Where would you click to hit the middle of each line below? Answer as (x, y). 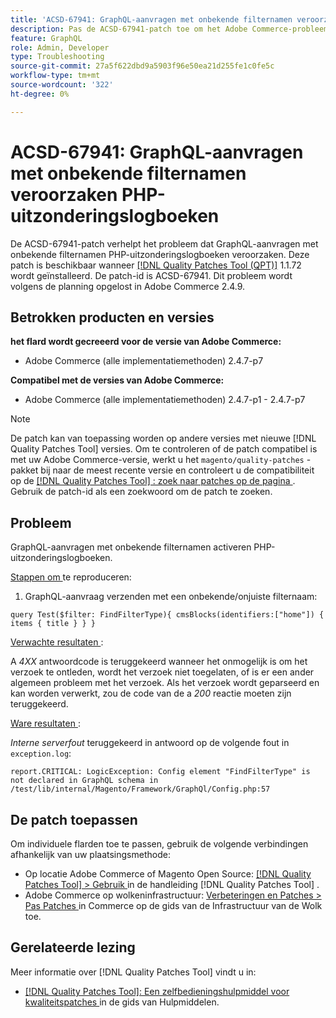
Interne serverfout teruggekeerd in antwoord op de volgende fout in (150, 743)
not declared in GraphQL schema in (84, 781)
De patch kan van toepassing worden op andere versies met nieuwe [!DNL (163, 438)
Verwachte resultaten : (57, 642)
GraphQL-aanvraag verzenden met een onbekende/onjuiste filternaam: (171, 597)
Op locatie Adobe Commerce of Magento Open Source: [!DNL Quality (168, 874)
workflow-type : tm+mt (55, 76)
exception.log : (41, 753)
